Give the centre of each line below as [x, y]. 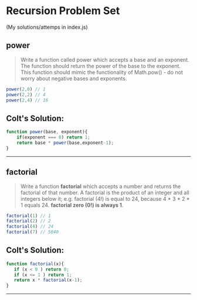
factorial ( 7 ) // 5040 [33, 232]
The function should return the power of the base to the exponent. [100, 66]
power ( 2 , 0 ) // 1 [26, 89]
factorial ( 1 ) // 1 [28, 215]
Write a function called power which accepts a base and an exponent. [105, 59]
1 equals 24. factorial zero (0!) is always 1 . [72, 205]
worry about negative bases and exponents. [74, 78]
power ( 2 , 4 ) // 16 [27, 100]
